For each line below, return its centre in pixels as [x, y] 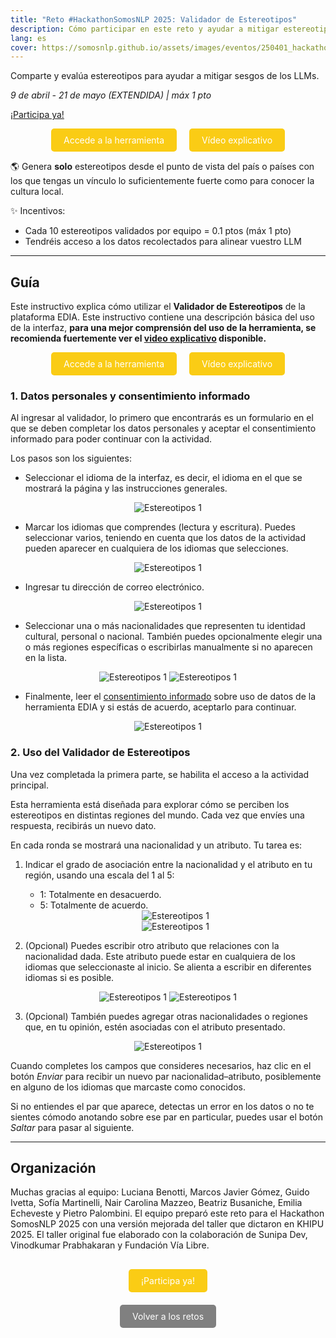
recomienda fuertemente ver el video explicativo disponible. [138, 338]
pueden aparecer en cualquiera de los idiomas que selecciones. [156, 548]
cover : [24, 47]
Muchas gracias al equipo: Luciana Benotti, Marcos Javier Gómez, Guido [160, 1192]
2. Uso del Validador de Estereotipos [100, 753]
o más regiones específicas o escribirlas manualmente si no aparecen [168, 647]
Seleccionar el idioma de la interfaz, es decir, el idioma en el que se [163, 478]
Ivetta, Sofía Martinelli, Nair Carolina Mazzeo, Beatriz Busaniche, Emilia [156, 1203]
